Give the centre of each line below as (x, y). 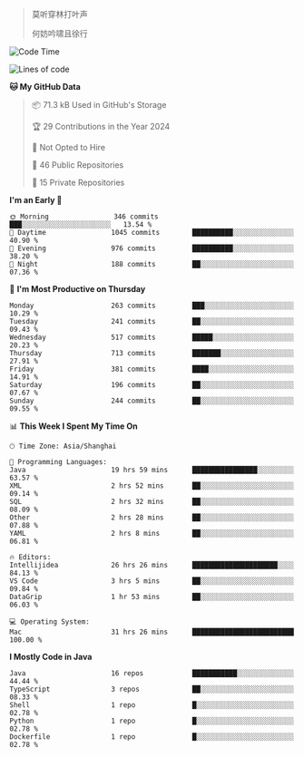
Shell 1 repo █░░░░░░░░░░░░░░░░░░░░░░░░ (152, 705)
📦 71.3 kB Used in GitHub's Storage (99, 105)
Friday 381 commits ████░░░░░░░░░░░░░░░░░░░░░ (152, 369)
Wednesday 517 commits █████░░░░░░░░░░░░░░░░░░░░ (152, 337)
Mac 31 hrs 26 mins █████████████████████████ (152, 632)
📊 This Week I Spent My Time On (74, 426)
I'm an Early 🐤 (36, 200)
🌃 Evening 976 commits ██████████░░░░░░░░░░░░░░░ (152, 248)
